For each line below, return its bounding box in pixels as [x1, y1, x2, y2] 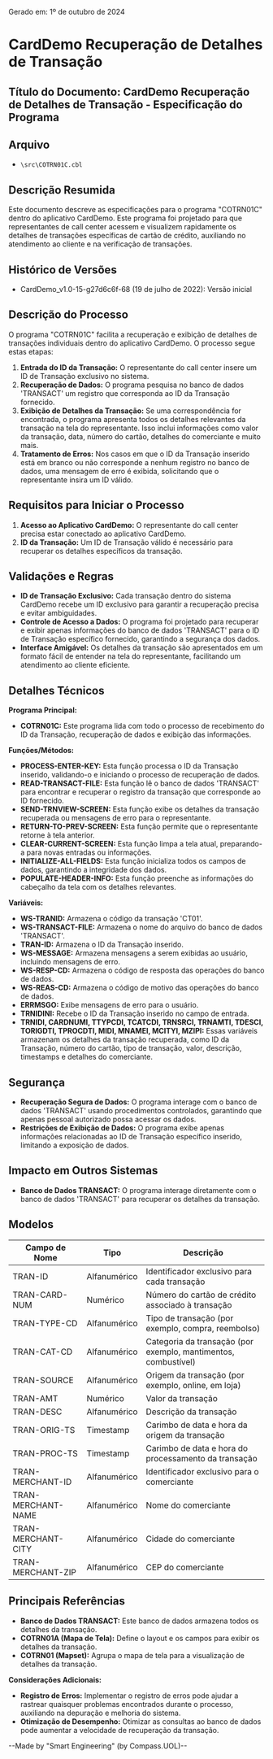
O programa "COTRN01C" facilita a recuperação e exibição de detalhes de [8, 329, 258, 339]
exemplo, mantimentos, [145, 1346, 235, 1357]
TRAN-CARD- [12, 1289, 68, 1300]
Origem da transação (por [145, 1369, 245, 1381]
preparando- [219, 839, 262, 849]
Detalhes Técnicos [8, 683, 105, 698]
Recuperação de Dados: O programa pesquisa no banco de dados [19, 380, 245, 390]
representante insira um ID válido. [19, 475, 134, 485]
